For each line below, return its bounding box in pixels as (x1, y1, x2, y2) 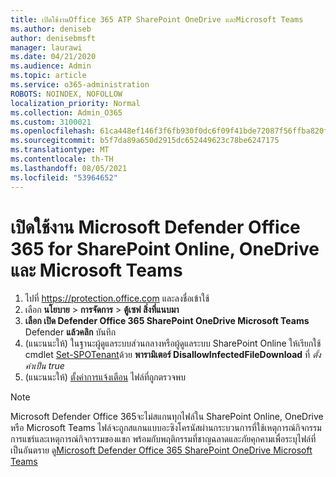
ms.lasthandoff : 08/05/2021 (10, 163, 128, 173)
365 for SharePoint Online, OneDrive (10, 237, 320, 260)
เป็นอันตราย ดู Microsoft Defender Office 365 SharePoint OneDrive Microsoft (10, 444, 313, 456)
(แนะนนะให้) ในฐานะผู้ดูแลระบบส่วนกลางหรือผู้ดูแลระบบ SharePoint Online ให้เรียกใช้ (24, 337, 322, 350)
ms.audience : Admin (10, 61, 92, 71)
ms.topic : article (10, 71, 87, 81)
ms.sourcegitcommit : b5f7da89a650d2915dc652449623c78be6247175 (10, 136, 280, 146)
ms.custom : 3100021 (10, 117, 92, 127)
